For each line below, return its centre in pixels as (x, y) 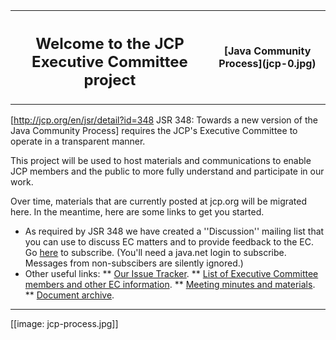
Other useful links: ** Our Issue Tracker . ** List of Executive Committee (171, 273)
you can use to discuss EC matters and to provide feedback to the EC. (169, 241)
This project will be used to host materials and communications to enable (161, 160)
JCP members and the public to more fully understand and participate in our (167, 171)
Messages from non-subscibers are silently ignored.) (134, 263)
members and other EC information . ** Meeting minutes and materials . (170, 284)
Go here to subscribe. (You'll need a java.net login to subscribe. (155, 252)
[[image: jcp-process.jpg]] (64, 323)
